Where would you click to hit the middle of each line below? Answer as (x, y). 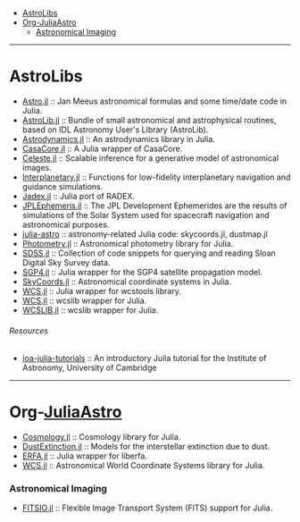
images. (37, 167)
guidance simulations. (62, 186)
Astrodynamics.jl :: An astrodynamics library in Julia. (119, 139)
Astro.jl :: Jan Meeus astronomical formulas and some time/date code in (154, 101)
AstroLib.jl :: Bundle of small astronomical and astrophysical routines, (149, 120)
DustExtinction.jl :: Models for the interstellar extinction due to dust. (146, 447)
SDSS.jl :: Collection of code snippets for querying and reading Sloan (149, 253)
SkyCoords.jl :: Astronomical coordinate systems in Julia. (127, 282)
